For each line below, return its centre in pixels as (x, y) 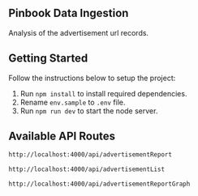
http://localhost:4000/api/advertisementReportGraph (99, 184)
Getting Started (48, 59)
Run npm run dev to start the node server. (89, 111)
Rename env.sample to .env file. (73, 102)
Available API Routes (62, 136)
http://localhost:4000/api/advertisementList (86, 169)
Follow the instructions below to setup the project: (92, 78)
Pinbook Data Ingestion (69, 13)
